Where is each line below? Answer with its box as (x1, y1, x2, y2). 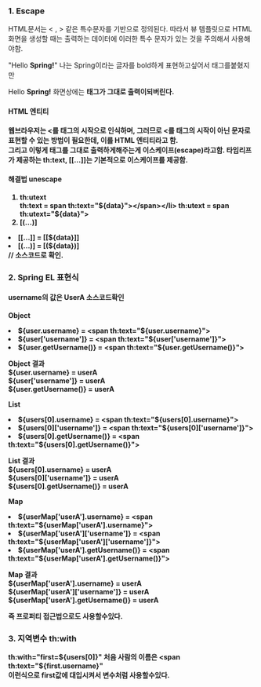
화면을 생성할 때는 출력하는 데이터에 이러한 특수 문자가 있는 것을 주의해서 (8, 34, 230, 44)
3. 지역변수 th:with (8, 633, 77, 644)
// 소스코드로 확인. (8, 250, 64, 260)
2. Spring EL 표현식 (8, 272, 79, 283)
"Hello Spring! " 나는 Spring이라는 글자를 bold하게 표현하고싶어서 (8, 60, 210, 70)
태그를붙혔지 (211, 60, 250, 70)
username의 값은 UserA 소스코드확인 (8, 293, 125, 302)
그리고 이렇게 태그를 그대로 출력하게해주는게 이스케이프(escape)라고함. (8, 145, 225, 155)
